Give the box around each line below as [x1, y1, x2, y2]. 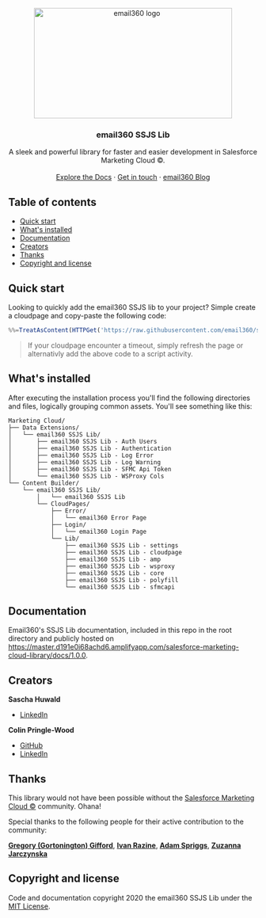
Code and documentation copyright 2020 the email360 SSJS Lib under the [8, 893, 253, 902]
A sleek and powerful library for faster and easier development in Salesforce [9, 147, 257, 157]
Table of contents [8, 195, 97, 209]
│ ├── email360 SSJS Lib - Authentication [8, 444, 172, 452]
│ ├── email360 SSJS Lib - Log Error [8, 451, 154, 459]
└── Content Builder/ [8, 479, 80, 487]
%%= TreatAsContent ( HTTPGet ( [8, 326, 101, 334]
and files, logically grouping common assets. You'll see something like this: [8, 401, 253, 411]
